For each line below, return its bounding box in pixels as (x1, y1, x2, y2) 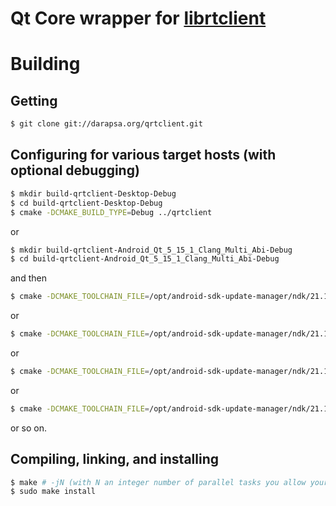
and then (10, 272, 47, 284)
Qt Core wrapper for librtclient (10, 7, 267, 30)
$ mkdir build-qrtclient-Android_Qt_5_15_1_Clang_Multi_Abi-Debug (10, 245, 293, 255)
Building (10, 53, 81, 76)
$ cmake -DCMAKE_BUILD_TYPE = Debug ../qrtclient (10, 207, 213, 217)
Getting (10, 92, 58, 109)
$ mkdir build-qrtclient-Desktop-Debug (10, 188, 177, 199)
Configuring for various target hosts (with (10, 147, 277, 164)
